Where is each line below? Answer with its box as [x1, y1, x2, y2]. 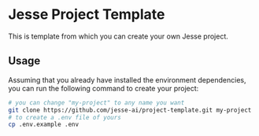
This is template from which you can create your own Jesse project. [8, 31, 228, 41]
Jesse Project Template [8, 6, 165, 24]
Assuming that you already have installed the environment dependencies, [8, 75, 246, 84]
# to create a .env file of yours [8, 113, 122, 121]
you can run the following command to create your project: [8, 83, 199, 93]
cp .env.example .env [8, 120, 80, 129]
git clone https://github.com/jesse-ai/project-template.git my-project [8, 106, 252, 114]
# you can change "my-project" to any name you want [8, 98, 185, 107]
